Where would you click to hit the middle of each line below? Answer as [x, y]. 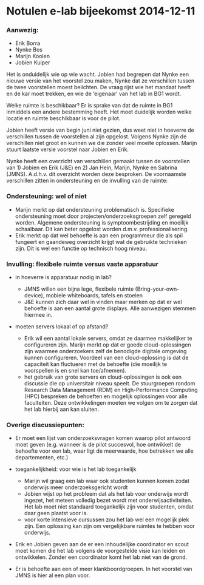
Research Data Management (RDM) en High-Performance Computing [111, 390]
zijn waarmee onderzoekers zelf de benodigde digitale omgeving [105, 351]
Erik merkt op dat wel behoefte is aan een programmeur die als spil [99, 235]
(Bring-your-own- [157, 289]
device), [34, 296]
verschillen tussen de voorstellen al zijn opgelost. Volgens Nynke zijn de [97, 137]
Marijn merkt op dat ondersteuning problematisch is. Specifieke [95, 209]
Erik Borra [28, 43]
